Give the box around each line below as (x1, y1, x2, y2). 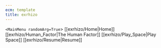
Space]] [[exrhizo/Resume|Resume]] (5, 36, 83, 43)
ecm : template (5, 7, 36, 13)
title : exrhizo (5, 12, 38, 17)
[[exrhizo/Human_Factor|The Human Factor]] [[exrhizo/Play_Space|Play (5, 31, 156, 37)
